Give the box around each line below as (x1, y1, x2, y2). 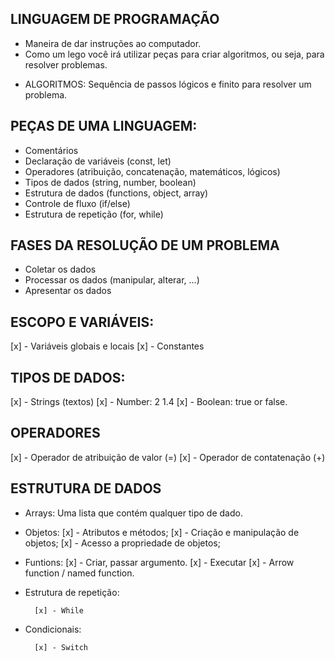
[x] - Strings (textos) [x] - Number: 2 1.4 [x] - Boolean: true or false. (10, 396, 288, 408)
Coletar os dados (24, 263, 97, 276)
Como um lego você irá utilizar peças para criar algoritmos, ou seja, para (24, 48, 325, 60)
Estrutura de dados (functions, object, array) (24, 187, 209, 199)
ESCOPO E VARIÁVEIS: (10, 313, 155, 331)
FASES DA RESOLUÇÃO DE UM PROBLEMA (10, 237, 280, 254)
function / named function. (24, 567, 135, 579)
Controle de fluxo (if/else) (24, 197, 131, 209)
